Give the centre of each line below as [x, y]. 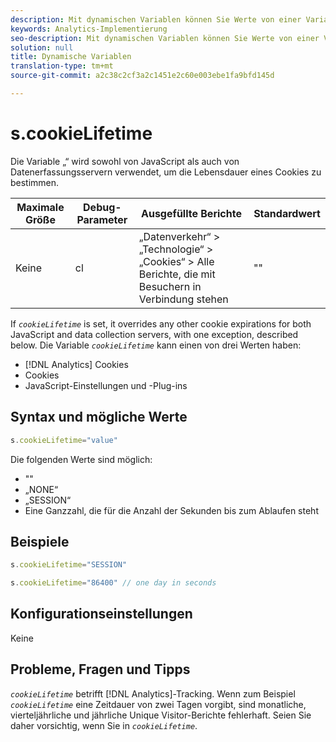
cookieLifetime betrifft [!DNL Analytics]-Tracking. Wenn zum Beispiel [153, 693]
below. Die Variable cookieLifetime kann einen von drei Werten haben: [156, 345]
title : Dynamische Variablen [71, 57]
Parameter [102, 219]
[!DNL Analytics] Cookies [76, 364]
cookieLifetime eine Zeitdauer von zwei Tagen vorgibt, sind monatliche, [158, 704]
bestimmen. [35, 182]
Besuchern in [170, 286]
